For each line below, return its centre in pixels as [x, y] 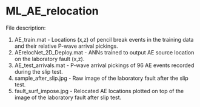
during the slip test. [38, 71]
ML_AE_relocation [52, 11]
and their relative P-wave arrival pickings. [66, 46]
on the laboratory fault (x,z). [49, 59]
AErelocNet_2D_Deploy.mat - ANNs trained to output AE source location [104, 52]
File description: [26, 28]
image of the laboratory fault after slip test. [68, 97]
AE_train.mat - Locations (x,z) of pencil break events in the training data [104, 39]
